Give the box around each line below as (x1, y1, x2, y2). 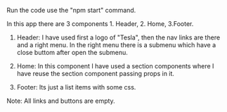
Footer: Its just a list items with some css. (16, 83, 136, 91)
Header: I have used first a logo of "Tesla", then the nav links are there (16, 33, 221, 42)
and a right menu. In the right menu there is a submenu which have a (16, 41, 216, 49)
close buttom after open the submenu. (16, 49, 128, 56)
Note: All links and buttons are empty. (6, 97, 115, 105)
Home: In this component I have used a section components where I (16, 62, 214, 70)
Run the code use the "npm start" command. (6, 6, 136, 14)
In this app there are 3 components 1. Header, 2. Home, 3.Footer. (6, 20, 194, 27)
